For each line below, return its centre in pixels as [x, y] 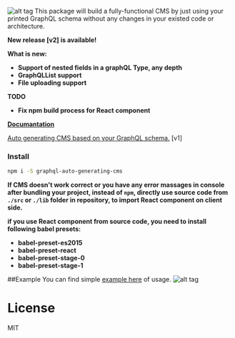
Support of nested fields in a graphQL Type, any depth [100, 67]
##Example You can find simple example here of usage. [89, 280]
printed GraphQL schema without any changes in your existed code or [111, 19]
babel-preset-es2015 [50, 243]
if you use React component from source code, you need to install [107, 222]
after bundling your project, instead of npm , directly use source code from [118, 193]
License [31, 308]
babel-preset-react [47, 250]
